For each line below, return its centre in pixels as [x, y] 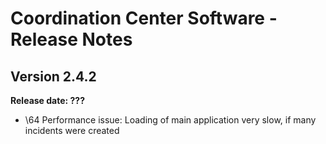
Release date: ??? [48, 100]
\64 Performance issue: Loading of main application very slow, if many [170, 120]
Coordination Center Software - [144, 18]
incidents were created [72, 130]
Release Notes [71, 39]
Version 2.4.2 [53, 76]
